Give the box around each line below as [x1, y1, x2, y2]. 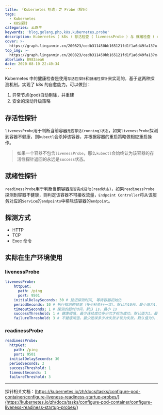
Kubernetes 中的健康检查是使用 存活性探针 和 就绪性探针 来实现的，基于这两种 [5, 76, 150, 81]
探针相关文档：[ [5, 389, 37, 395]
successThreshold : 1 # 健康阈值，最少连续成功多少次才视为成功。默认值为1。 [14, 311, 154, 316]
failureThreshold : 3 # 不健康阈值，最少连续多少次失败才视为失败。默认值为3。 [14, 316, 158, 321]
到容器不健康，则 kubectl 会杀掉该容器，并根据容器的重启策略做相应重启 [5, 134, 148, 139]
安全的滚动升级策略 [12, 98, 51, 104]
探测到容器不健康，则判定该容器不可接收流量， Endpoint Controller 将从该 [5, 192, 153, 198]
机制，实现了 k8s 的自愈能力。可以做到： [9, 81, 91, 88]
